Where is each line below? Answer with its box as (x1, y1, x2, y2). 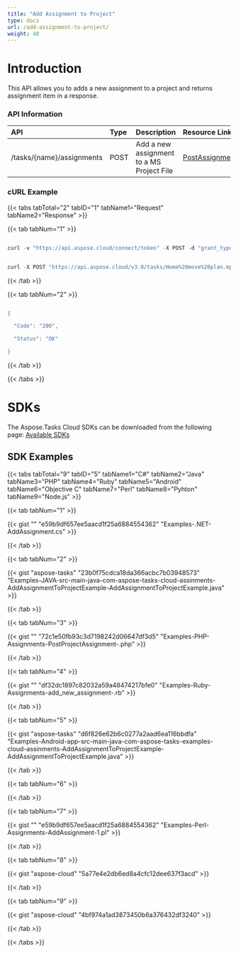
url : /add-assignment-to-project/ (7, 23, 110, 30)
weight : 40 (7, 30, 40, 38)
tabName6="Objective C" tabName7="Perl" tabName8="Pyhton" (7, 484, 198, 493)
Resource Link (183, 127, 232, 137)
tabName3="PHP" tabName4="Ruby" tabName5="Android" (7, 477, 182, 486)
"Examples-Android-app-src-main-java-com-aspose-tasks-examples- (7, 737, 214, 746)
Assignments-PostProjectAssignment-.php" (7, 639, 135, 648)
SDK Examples (7, 451, 74, 463)
